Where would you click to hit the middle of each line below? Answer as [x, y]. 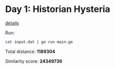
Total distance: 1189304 [30, 51]
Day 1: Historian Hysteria [58, 9]
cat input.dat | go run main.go [39, 42]
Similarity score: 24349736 [34, 61]
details [12, 23]
